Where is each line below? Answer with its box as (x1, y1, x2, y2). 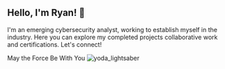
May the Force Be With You (7, 54, 86, 62)
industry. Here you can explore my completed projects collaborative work (7, 33, 218, 41)
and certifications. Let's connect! (7, 40, 102, 49)
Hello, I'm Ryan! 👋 (7, 7, 86, 19)
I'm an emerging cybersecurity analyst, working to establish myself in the (7, 25, 218, 33)
